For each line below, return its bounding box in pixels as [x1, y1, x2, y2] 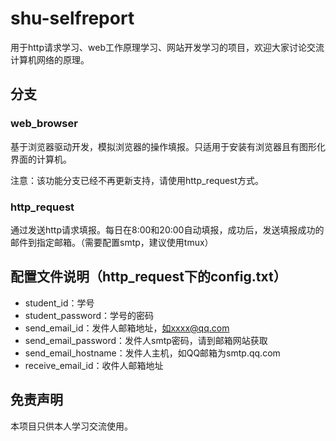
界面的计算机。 [10, 153, 72, 165]
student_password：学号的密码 [24, 309, 155, 321]
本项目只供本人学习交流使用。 [10, 420, 133, 432]
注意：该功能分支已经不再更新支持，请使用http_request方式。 [10, 174, 265, 186]
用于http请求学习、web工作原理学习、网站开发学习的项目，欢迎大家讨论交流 [10, 41, 325, 53]
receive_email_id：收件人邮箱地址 [24, 359, 164, 371]
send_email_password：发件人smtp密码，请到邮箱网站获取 [24, 334, 268, 346]
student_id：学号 [24, 297, 95, 309]
